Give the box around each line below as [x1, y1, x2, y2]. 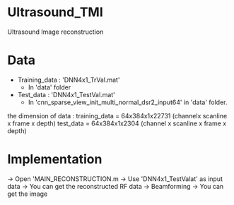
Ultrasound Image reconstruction [7, 27, 104, 36]
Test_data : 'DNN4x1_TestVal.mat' [17, 90, 115, 99]
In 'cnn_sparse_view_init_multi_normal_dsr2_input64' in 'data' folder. [28, 98, 228, 106]
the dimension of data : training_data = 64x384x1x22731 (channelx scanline [7, 111, 228, 120]
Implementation [7, 151, 103, 168]
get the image [7, 190, 48, 198]
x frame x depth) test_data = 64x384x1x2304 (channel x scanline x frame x [7, 119, 227, 128]
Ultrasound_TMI [7, 4, 104, 20]
